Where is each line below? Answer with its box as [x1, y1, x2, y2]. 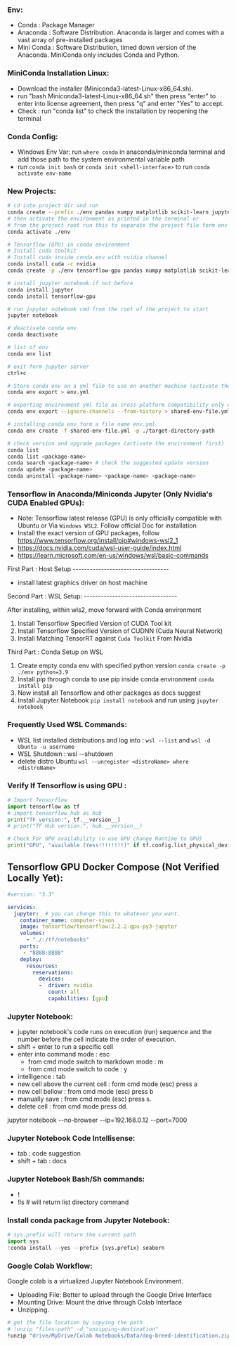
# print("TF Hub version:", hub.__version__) [7, 823, 143, 830]
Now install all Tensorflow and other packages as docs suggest [17, 688, 202, 697]
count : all [48, 988, 80, 995]
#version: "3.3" [7, 891, 55, 898]
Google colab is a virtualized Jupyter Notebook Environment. [7, 1277, 184, 1285]
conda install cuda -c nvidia [7, 261, 96, 268]
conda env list [7, 350, 52, 358]
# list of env [7, 344, 49, 351]
